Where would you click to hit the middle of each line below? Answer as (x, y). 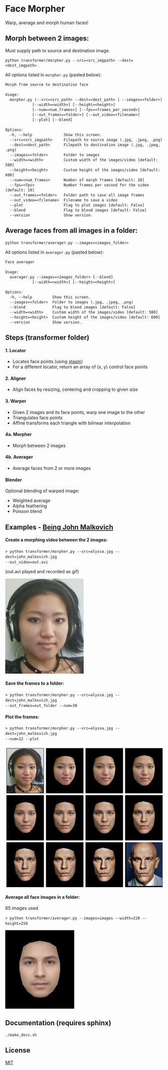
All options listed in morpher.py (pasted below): (53, 75)
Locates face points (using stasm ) (47, 362)
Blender (14, 480)
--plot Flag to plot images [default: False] (77, 205)
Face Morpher (35, 9)
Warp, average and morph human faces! (47, 23)
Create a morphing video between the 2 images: (56, 540)
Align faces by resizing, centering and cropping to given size (75, 389)
